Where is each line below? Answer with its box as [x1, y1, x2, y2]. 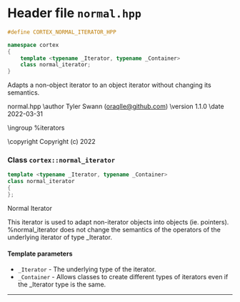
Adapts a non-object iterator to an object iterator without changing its [7, 80, 212, 90]
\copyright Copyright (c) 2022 [7, 137, 96, 146]
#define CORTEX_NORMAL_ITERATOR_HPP [7, 28, 116, 36]
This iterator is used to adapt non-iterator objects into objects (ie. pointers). [7, 217, 229, 226]
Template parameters [7, 249, 73, 258]
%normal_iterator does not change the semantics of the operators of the [7, 225, 221, 234]
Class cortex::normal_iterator [7, 155, 116, 165]
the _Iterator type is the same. [17, 280, 106, 289]
